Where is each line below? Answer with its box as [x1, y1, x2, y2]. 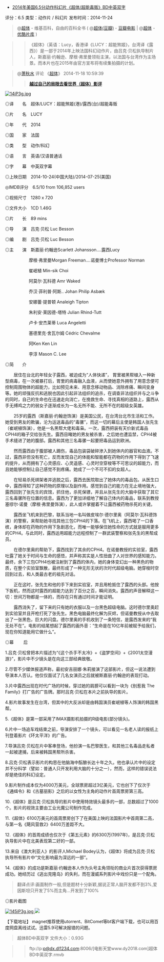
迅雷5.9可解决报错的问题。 [39, 925, 93, 931]
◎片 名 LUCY [5, 111, 43, 117]
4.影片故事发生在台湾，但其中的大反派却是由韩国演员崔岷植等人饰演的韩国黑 [5, 700, 159, 705]
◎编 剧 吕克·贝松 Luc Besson [5, 236, 74, 242]
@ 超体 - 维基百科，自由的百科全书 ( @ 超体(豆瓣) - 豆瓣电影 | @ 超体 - [17, 25, 155, 31]
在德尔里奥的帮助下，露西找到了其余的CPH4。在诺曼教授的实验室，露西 [13, 546, 158, 552]
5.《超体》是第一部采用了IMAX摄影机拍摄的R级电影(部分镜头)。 [5, 716, 133, 722]
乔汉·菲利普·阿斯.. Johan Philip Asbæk [28, 288, 105, 294]
